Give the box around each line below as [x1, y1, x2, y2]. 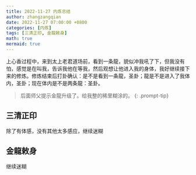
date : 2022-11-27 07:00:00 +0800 [6, 19, 87, 25]
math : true [6, 36, 33, 41]
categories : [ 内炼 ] [6, 24, 52, 31]
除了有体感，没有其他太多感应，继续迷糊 [6, 127, 103, 134]
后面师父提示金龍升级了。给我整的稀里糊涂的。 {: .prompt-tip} [20, 92, 169, 99]
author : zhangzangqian [6, 14, 61, 20]
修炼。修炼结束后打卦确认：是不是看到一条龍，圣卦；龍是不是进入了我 [16, 72, 185, 79]
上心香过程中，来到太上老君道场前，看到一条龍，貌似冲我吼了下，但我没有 [6, 58, 185, 65]
